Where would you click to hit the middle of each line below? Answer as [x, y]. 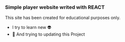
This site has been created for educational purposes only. [63, 18]
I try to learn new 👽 [32, 28]
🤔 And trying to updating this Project [48, 34]
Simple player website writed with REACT [55, 7]
